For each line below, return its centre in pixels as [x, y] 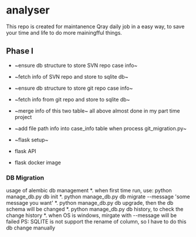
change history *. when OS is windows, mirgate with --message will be [92, 215]
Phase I [20, 51]
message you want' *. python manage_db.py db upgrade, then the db [90, 203]
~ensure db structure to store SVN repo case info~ [76, 65]
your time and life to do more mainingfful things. [64, 32]
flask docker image [38, 162]
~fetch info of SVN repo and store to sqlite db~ [71, 76]
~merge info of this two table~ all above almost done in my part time [97, 111]
